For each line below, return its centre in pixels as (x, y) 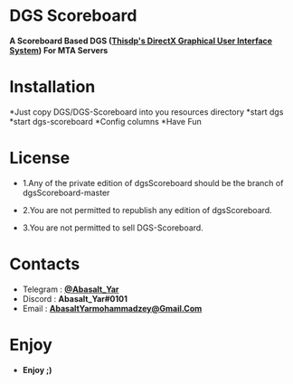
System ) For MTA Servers (59, 50)
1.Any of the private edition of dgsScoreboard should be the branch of (153, 183)
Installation (52, 87)
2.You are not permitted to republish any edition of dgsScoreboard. (147, 210)
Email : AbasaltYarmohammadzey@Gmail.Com (112, 308)
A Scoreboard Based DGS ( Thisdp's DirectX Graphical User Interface (141, 41)
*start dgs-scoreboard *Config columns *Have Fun (105, 121)
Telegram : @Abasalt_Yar (71, 289)
